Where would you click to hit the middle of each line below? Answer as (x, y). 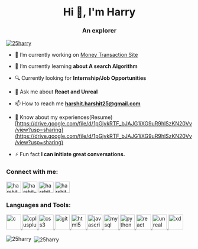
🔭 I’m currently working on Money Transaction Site (76, 55)
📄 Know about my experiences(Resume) (64, 117)
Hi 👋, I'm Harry (99, 12)
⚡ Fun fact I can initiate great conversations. (70, 154)
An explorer (99, 31)
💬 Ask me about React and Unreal (56, 92)
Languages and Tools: (38, 205)
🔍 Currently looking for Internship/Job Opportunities (80, 78)
